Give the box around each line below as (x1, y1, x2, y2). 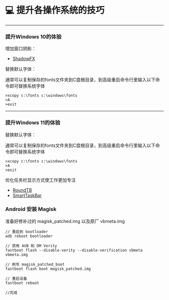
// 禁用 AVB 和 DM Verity (5, 243, 57, 248)
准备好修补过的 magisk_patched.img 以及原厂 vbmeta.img (5, 218, 125, 224)
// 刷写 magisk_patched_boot (5, 262, 65, 267)
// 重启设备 (5, 276, 28, 281)
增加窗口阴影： (5, 46, 36, 52)
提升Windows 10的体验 (5, 33, 62, 40)
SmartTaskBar (12, 192, 42, 198)
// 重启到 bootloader (5, 229, 48, 234)
